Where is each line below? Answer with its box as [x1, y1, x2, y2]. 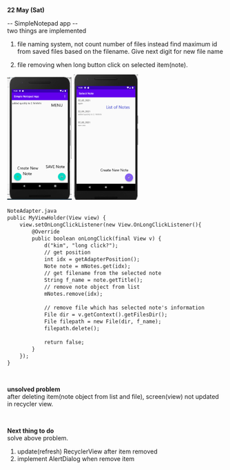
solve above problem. [7, 434, 69, 442]
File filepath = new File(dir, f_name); [43, 318, 162, 326]
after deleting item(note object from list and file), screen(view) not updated [7, 393, 219, 401]
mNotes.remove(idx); [43, 290, 103, 298]
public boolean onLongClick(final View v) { [32, 235, 162, 243]
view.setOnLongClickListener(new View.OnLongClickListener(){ [19, 221, 202, 229]
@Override [32, 228, 60, 236]
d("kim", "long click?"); [43, 242, 118, 250]
